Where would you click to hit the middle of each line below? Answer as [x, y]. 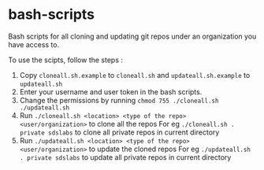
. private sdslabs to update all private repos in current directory [125, 157]
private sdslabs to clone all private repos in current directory [119, 132]
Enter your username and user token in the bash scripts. [111, 91]
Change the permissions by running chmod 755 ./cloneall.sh [119, 100]
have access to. [34, 44]
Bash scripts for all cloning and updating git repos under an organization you [132, 36]
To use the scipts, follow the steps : [66, 60]
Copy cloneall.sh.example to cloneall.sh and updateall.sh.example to [135, 75]
